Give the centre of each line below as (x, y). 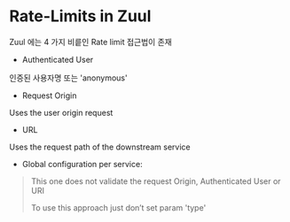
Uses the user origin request (61, 112)
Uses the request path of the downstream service (100, 147)
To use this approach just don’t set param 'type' (118, 207)
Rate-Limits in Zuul (80, 16)
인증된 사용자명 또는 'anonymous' (68, 78)
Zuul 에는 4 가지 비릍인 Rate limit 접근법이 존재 (91, 42)
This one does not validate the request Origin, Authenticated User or (156, 181)
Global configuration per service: (82, 164)
